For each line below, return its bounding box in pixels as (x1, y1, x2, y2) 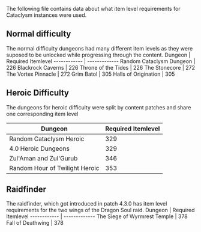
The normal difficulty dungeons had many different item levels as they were (6, 44, 193, 52)
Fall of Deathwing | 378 (6, 219, 64, 227)
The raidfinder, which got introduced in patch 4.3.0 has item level (6, 200, 167, 207)
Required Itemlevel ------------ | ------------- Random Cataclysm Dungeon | (6, 57, 196, 65)
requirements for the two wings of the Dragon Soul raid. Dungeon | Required (6, 207, 195, 214)
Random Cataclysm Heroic (9, 135, 85, 143)
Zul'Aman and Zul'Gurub (9, 154, 78, 162)
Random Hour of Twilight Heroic (9, 163, 100, 172)
